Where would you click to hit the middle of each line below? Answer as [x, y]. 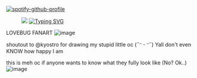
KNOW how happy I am [35, 51]
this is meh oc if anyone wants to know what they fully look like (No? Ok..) [97, 63]
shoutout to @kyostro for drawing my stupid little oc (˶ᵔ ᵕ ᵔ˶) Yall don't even [99, 45]
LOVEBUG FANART [29, 33]
